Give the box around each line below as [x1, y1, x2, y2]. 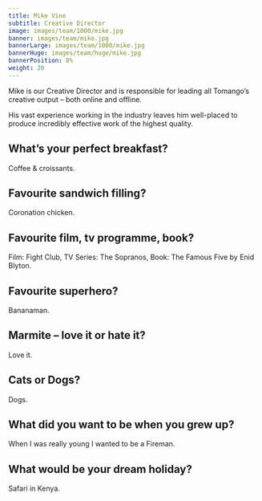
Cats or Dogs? [8, 373, 81, 387]
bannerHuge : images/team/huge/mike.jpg [8, 49, 142, 57]
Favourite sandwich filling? [8, 186, 147, 200]
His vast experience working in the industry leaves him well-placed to [8, 110, 238, 120]
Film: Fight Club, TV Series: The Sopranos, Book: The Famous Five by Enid [8, 252, 255, 262]
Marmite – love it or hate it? [8, 328, 146, 342]
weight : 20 [8, 64, 45, 72]
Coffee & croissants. [8, 163, 75, 173]
